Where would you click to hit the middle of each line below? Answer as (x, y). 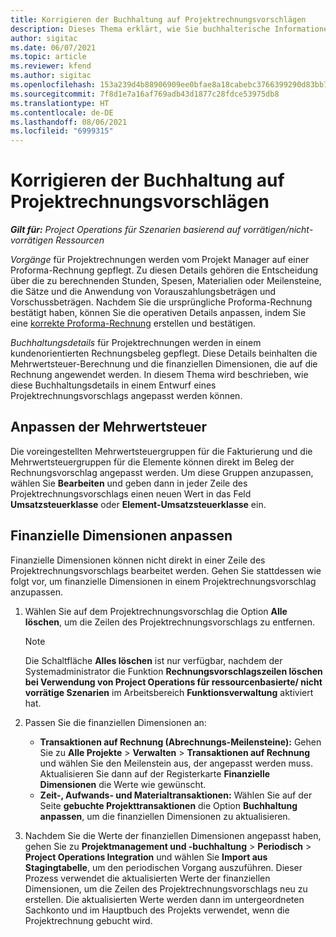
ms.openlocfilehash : (53, 85)
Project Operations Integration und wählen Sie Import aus (146, 857)
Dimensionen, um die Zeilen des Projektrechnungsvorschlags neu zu (166, 888)
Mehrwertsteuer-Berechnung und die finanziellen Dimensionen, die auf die (164, 364)
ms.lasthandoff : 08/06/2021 (69, 122)
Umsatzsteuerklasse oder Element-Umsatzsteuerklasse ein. (138, 504)
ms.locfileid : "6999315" (62, 131)
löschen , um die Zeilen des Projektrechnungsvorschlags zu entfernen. (170, 622)
